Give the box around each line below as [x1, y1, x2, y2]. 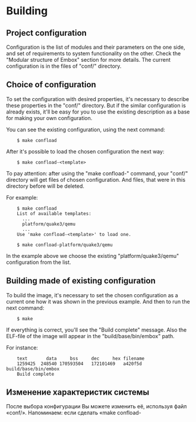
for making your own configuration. [6, 114, 93, 121]
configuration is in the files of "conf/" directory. [6, 62, 122, 70]
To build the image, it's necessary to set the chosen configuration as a [6, 291, 178, 298]
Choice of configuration [6, 80, 96, 90]
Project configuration [6, 28, 87, 38]
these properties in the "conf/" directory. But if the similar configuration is [6, 102, 186, 109]
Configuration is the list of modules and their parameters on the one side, [6, 43, 185, 51]
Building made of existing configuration [6, 276, 156, 286]
